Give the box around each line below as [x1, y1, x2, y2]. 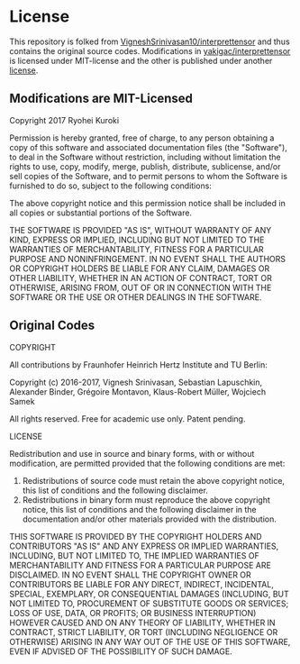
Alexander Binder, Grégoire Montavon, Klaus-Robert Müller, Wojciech [9, 386, 267, 397]
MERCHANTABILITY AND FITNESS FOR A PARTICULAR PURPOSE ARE [9, 559, 272, 570]
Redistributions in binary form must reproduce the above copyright [22, 494, 270, 505]
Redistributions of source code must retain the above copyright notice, [22, 475, 286, 486]
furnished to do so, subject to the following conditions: [9, 180, 212, 191]
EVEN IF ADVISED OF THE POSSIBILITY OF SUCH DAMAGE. [9, 646, 232, 657]
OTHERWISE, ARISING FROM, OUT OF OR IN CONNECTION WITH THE [9, 282, 272, 293]
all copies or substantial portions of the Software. [9, 207, 192, 218]
